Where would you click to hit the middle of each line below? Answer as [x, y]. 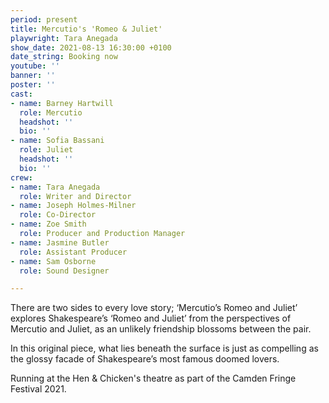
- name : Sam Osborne [53, 261]
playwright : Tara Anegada [64, 38]
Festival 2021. [38, 389]
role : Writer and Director [75, 196]
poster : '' [33, 85]
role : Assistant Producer [73, 252]
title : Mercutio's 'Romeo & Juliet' [86, 29]
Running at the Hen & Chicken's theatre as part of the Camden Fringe [153, 378]
